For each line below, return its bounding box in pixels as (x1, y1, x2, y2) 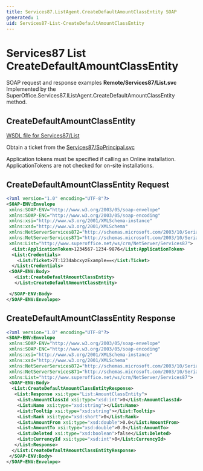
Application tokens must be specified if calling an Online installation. (6, 156, 176, 163)
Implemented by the (6, 85, 56, 93)
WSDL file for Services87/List (6, 132, 80, 139)
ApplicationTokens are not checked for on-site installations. (6, 162, 154, 170)
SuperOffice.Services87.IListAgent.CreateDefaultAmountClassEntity (6, 92, 175, 99)
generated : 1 (6, 15, 39, 21)
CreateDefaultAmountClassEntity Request (6, 179, 169, 189)
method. (6, 98, 27, 106)
